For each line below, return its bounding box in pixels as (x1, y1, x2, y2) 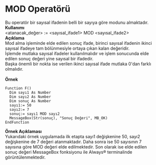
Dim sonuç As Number (9, 98, 51, 103)
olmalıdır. (5, 66, 23, 72)
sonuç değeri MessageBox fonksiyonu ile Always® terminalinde (5, 149, 133, 155)
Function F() (5, 86, 32, 91)
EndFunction (5, 120, 29, 125)
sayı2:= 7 (9, 107, 29, 112)
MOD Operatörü (5, 3, 71, 15)
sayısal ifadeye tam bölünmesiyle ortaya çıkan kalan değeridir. (5, 45, 130, 51)
